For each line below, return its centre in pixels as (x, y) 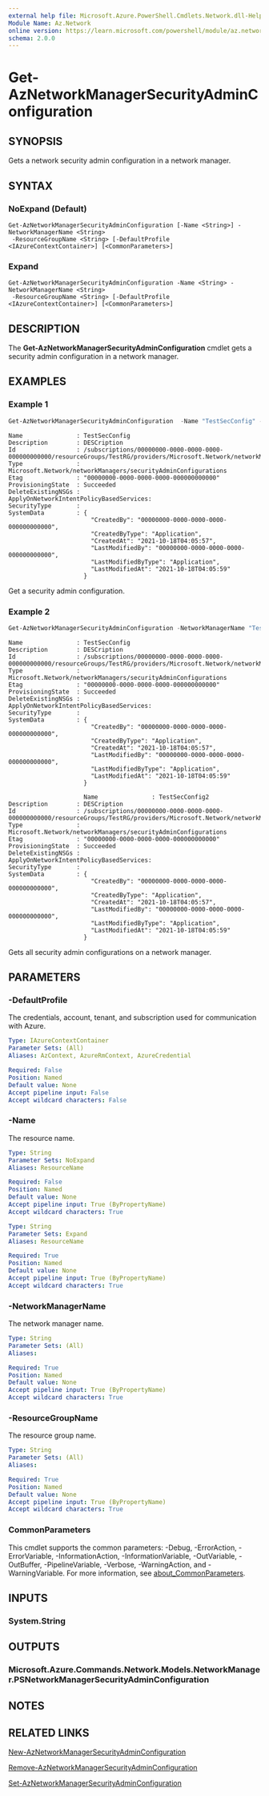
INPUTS (28, 1598)
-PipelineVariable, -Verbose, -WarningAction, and (125, 1564)
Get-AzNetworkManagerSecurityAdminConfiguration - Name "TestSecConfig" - (136, 421)
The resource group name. (52, 1435)
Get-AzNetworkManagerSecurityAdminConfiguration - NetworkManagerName (127, 628)
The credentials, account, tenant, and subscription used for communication (132, 1017)
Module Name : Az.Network (50, 23)
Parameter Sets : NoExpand (51, 1160)
